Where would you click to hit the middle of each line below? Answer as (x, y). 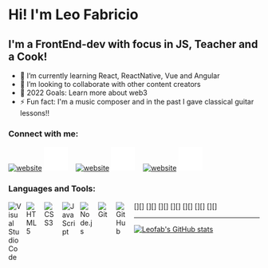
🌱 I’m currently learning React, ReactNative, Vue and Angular (120, 76)
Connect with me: (43, 133)
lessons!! (35, 113)
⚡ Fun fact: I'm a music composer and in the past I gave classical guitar (137, 102)
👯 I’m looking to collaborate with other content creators (110, 84)
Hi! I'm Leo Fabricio (73, 15)
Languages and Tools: (52, 189)
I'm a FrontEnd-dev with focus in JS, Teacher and (133, 44)
